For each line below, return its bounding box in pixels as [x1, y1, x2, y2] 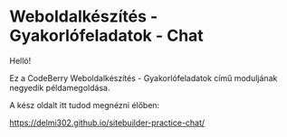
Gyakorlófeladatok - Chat [9, 25, 204, 46]
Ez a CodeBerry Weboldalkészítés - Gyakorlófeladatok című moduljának [9, 72, 278, 83]
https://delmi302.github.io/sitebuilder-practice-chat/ [9, 117, 206, 128]
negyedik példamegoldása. [9, 82, 110, 93]
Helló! [9, 55, 32, 66]
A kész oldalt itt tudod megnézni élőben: [9, 99, 160, 110]
